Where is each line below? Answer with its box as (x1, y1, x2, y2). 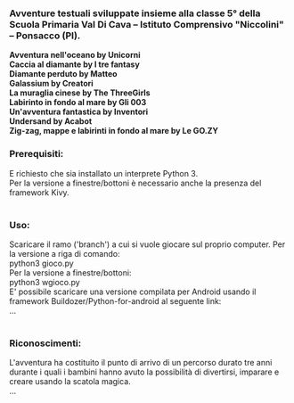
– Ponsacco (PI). (9, 29, 81, 42)
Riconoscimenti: (9, 337, 82, 350)
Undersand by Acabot (9, 116, 93, 127)
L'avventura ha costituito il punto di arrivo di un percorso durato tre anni (9, 358, 273, 368)
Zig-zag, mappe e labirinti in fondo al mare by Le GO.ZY (9, 126, 219, 136)
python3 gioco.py (9, 258, 74, 268)
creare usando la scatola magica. (9, 376, 131, 387)
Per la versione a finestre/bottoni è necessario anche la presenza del (9, 177, 262, 188)
